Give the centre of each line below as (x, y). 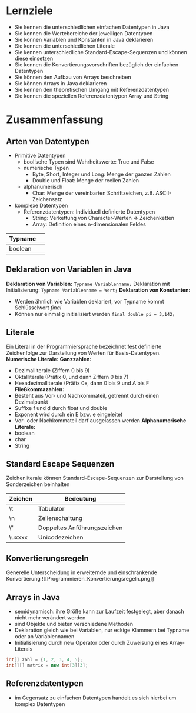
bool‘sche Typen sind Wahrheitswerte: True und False (89, 161)
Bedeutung (80, 499)
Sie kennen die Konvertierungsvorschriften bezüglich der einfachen (96, 64)
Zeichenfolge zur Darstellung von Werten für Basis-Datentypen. (83, 353)
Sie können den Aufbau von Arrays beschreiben (73, 77)
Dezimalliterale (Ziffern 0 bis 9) (52, 370)
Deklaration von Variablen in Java (69, 270)
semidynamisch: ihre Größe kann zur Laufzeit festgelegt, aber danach (99, 611)
